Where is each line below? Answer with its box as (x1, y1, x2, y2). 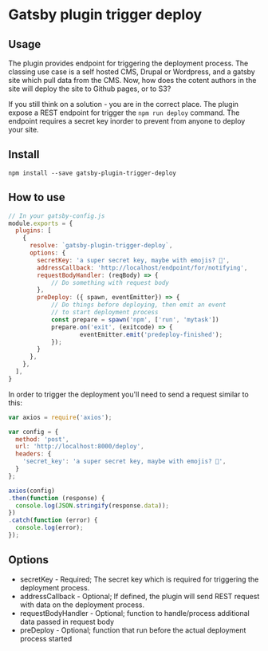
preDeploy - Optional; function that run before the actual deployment (19, 625, 246, 635)
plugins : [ (15, 227, 52, 235)
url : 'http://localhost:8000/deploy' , (15, 443, 145, 451)
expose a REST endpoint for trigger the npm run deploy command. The (8, 108, 240, 117)
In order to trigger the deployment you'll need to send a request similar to (8, 389, 249, 399)
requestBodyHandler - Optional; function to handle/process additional (19, 608, 250, 617)
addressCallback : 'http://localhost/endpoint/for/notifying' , (37, 263, 248, 272)
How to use (8, 191, 65, 204)
